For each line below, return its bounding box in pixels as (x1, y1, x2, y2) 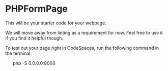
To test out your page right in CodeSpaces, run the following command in (5, 45, 159, 51)
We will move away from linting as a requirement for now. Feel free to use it (5, 29, 163, 35)
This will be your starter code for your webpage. (5, 20, 107, 26)
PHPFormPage (5, 3, 68, 15)
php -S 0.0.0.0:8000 (12, 60, 56, 66)
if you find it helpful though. (5, 35, 64, 41)
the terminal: (5, 50, 32, 56)
